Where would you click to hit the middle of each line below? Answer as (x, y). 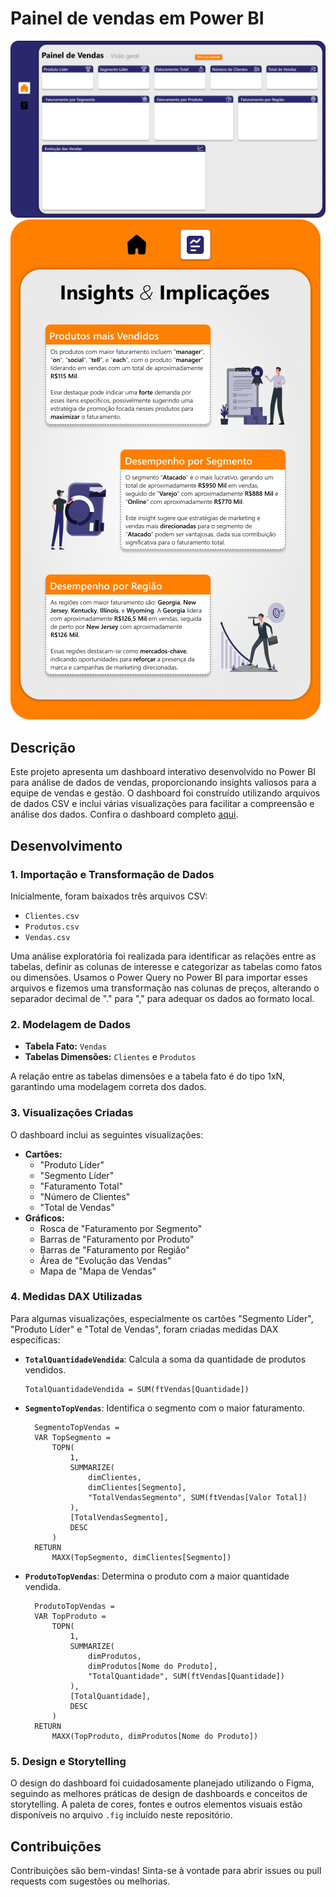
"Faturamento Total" (81, 1186)
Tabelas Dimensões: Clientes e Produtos (110, 1057)
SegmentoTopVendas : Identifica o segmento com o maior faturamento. (165, 1408)
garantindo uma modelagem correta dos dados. (108, 1087)
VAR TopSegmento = (72, 1437)
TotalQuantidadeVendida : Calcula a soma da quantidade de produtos (165, 1359)
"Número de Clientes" (85, 1196)
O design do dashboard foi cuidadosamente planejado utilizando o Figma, (162, 1783)
